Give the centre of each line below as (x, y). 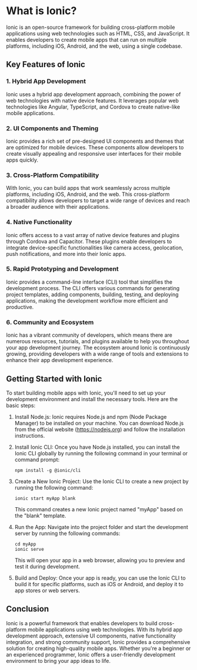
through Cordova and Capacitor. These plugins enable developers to (89, 241)
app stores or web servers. (47, 590)
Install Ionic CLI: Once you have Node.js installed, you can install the (97, 447)
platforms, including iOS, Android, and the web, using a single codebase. (94, 46)
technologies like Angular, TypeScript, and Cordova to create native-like (93, 107)
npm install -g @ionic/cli (48, 470)
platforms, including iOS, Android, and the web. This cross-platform (88, 194)
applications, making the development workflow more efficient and (87, 300)
